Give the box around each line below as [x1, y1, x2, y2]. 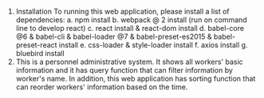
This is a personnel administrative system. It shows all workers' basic [15, 57, 243, 66]
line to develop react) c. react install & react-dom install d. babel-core [15, 24, 245, 32]
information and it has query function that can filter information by [15, 66, 234, 74]
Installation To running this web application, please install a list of [15, 7, 230, 16]
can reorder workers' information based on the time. [15, 82, 188, 92]
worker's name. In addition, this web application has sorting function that [15, 74, 256, 83]
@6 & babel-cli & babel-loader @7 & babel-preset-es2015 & [15, 32, 212, 41]
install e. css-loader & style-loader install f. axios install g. [58, 40, 248, 50]
